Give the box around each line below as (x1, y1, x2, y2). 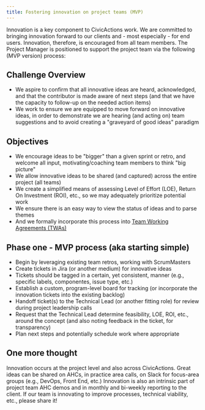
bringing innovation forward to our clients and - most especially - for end (6, 32, 190, 40)
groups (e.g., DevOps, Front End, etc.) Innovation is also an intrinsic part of (6, 377, 195, 384)
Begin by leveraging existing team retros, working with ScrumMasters (15, 258, 191, 266)
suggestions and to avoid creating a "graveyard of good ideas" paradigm (15, 118, 199, 126)
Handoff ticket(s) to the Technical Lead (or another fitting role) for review (15, 298, 199, 305)
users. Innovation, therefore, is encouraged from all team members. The (6, 39, 188, 46)
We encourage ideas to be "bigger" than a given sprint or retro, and (15, 153, 186, 160)
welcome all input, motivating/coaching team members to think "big (15, 159, 186, 166)
